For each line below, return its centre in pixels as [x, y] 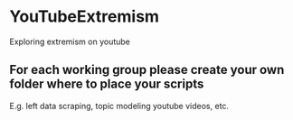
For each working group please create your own [147, 70]
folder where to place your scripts [107, 84]
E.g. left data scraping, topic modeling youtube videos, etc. [119, 106]
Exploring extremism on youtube [70, 42]
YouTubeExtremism [85, 17]
